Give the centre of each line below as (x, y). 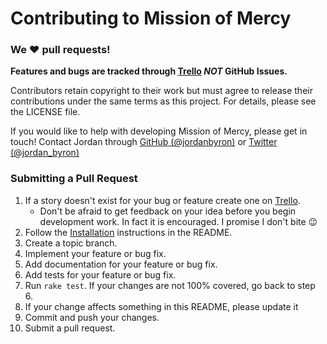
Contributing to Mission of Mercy (151, 18)
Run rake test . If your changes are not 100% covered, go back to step (170, 285)
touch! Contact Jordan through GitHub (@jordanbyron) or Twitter (144, 142)
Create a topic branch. (71, 243)
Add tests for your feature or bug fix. (100, 274)
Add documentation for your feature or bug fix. (121, 264)
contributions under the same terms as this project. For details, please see (163, 101)
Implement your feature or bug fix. (95, 253)
